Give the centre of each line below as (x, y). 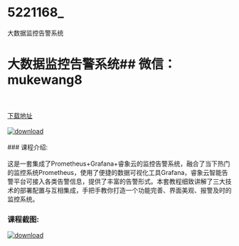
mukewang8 (45, 80)
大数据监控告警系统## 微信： (92, 64)
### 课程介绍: (28, 147)
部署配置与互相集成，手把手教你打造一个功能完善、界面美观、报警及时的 (126, 190)
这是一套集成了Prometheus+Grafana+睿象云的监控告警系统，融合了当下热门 (119, 164)
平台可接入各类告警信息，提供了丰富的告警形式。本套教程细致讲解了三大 (119, 181)
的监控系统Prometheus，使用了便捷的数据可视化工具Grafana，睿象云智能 (115, 172)
